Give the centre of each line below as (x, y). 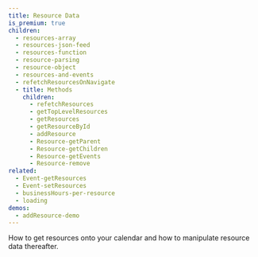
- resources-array (46, 38)
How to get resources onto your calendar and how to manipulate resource (129, 238)
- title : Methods (44, 90)
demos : (19, 208)
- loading (31, 201)
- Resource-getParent (65, 141)
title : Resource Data (44, 16)
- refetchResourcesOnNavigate (65, 82)
